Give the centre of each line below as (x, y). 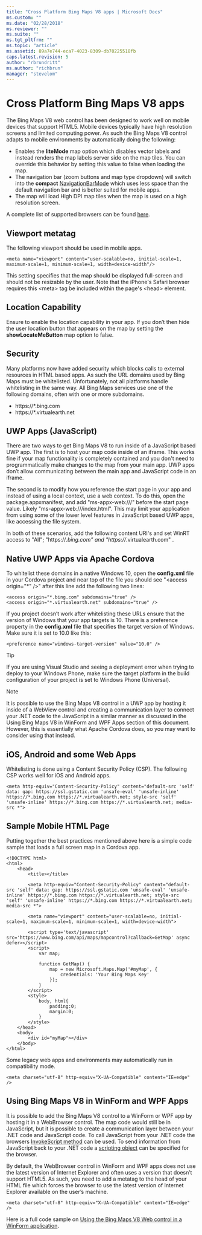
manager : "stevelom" (32, 74)
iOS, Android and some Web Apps (71, 754)
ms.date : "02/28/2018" (35, 23)
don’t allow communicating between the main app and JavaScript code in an (101, 472)
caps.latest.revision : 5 (37, 57)
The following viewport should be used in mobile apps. (74, 248)
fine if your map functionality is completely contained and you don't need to (100, 459)
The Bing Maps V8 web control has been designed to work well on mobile (98, 120)
